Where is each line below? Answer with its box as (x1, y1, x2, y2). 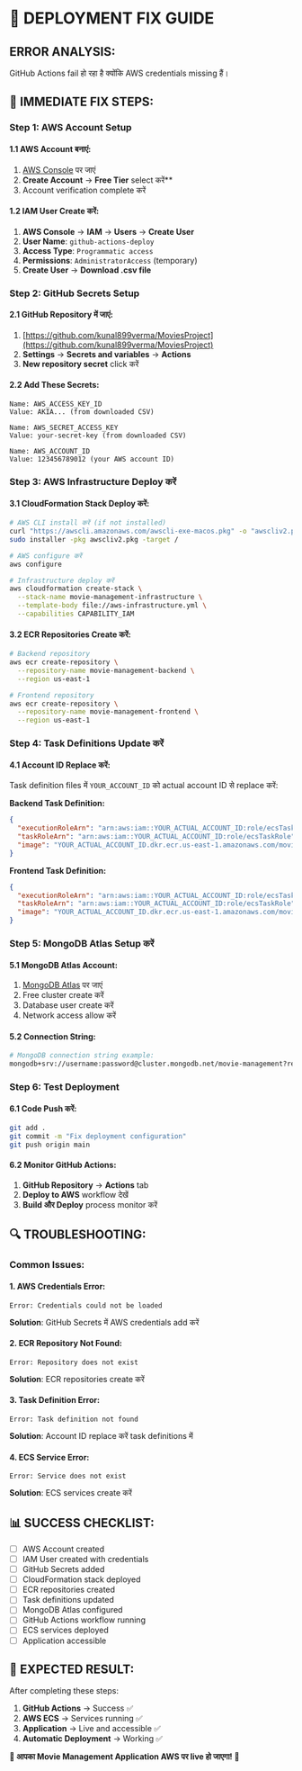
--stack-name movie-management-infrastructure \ (17, 593, 203, 602)
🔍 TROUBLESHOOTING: (9, 1227, 147, 1243)
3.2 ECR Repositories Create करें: (9, 629, 132, 640)
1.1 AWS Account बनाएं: (9, 143, 92, 154)
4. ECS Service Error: (9, 1452, 90, 1462)
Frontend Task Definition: (9, 865, 106, 876)
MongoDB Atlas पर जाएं (22, 980, 103, 991)
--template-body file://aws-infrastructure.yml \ (17, 601, 207, 610)
